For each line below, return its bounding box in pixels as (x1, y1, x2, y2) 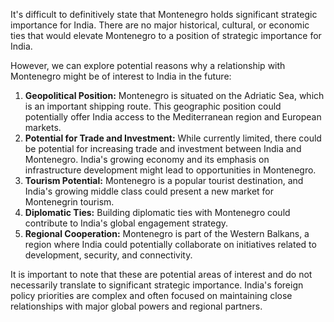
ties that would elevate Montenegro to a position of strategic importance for (10, 30, 322, 41)
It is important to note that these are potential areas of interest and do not (10, 269, 313, 280)
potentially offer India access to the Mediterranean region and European (24, 111, 322, 123)
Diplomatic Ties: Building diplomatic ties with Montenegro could (24, 207, 291, 218)
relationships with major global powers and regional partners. (10, 300, 263, 312)
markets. (24, 122, 62, 133)
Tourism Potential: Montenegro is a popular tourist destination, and (24, 175, 304, 186)
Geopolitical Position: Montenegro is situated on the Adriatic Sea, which (24, 90, 325, 101)
